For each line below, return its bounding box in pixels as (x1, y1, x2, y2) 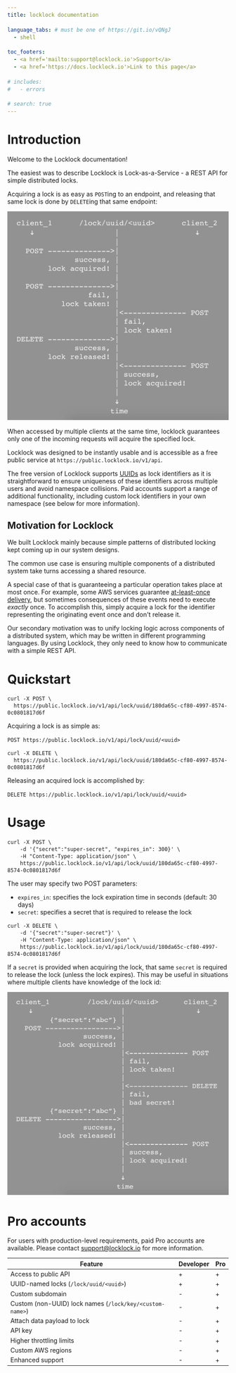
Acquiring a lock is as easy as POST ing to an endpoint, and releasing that (7, 190, 216, 199)
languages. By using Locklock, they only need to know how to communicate (7, 639, 228, 647)
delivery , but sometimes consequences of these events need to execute (7, 595, 216, 604)
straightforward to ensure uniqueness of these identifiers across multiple (7, 476, 218, 485)
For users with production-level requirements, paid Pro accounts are (7, 1236, 205, 1245)
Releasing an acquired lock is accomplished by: (7, 776, 145, 785)
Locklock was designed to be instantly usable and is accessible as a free (7, 448, 218, 456)
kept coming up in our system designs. (7, 546, 119, 554)
